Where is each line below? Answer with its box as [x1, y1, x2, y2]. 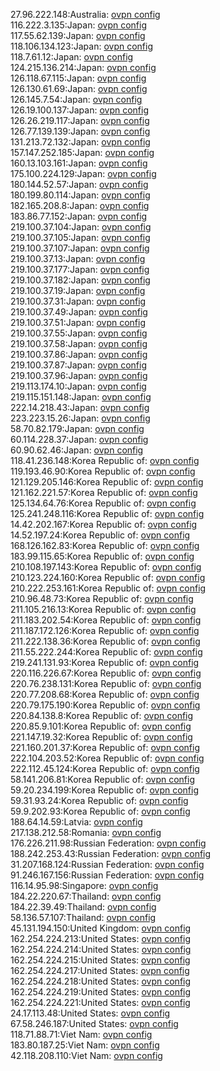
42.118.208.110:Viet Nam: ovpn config [10, 1050, 163, 1061]
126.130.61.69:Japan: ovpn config [10, 83, 148, 94]
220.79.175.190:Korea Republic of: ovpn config [10, 699, 201, 711]
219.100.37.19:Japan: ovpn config [10, 285, 146, 296]
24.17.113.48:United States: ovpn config [10, 1007, 171, 1019]
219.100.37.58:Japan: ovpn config [10, 338, 148, 349]
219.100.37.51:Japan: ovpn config [10, 317, 146, 328]
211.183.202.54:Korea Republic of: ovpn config [10, 614, 202, 626]
